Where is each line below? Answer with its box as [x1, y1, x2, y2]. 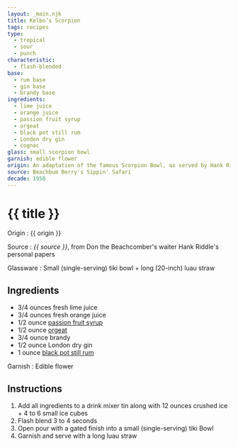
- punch [13, 50, 37, 57]
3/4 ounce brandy [17, 334, 71, 342]
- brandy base [13, 89, 55, 96]
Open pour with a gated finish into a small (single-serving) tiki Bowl [17, 424, 214, 433]
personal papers [7, 250, 55, 259]
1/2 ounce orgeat [17, 326, 67, 334]
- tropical [13, 37, 46, 44]
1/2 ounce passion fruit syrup [17, 318, 103, 327]
